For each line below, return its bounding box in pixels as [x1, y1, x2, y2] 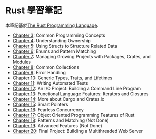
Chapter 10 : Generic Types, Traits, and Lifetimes [12, 75, 113, 81]
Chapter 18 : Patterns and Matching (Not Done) [12, 117, 109, 123]
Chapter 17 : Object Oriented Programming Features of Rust [12, 112, 135, 118]
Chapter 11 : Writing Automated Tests [12, 80, 88, 86]
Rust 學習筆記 [5, 5, 62, 16]
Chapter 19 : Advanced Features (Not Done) [12, 122, 102, 128]
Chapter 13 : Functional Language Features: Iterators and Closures [12, 91, 149, 97]
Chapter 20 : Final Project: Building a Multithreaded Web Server [12, 128, 143, 134]
